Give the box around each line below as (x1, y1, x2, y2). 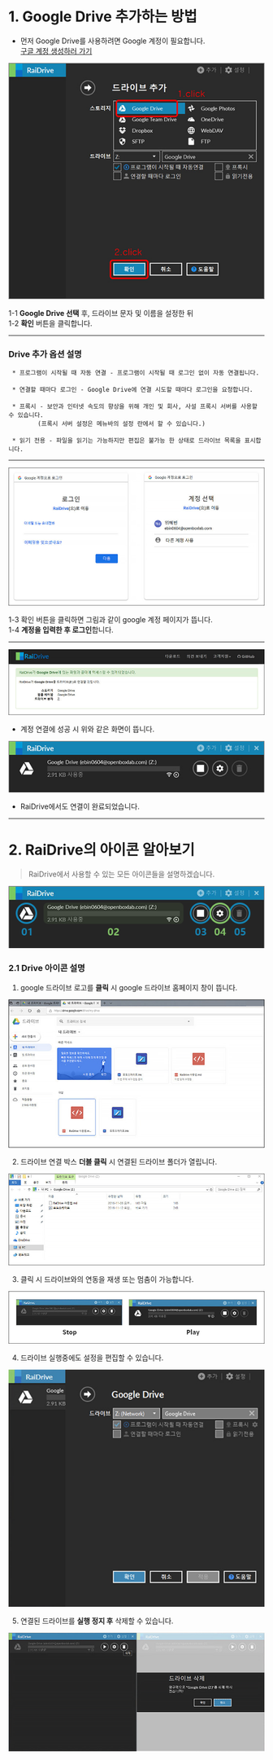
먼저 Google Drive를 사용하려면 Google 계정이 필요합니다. (19, 36, 206, 46)
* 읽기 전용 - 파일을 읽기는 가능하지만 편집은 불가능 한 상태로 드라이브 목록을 (11, 437, 241, 445)
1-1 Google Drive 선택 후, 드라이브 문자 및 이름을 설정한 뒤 (8, 308, 193, 318)
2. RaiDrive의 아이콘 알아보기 (8, 840, 195, 859)
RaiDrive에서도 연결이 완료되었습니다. (19, 801, 140, 811)
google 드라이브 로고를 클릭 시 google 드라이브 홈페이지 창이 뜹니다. (19, 982, 238, 992)
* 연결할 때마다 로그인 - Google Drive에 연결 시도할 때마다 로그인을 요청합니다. (11, 385, 253, 393)
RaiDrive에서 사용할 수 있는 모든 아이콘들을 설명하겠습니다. (28, 869, 215, 879)
